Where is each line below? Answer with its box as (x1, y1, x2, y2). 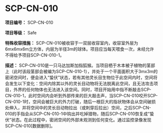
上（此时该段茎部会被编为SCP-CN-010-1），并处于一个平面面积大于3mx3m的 (5, 68, 158, 74)
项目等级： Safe (5, 30, 37, 35)
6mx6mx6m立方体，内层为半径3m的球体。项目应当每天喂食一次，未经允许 (5, 46, 154, 52)
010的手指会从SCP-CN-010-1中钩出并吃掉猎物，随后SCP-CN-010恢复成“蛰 (5, 111, 154, 117)
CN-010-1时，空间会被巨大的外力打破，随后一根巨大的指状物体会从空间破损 (5, 99, 156, 104)
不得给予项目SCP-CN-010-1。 (5, 52, 65, 58)
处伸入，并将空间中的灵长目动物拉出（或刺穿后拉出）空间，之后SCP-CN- (5, 104, 151, 110)
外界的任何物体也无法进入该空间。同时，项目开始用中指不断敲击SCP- (13, 87, 151, 92)
